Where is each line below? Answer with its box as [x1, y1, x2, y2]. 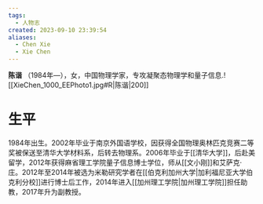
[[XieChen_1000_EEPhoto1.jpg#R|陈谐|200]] [8, 80, 149, 89]
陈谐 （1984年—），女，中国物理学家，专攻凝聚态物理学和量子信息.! [8, 71, 226, 79]
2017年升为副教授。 [21, 187, 86, 196]
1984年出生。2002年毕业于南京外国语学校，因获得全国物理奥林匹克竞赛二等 [8, 138, 254, 148]
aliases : [8, 33, 37, 42]
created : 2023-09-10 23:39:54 [8, 26, 108, 34]
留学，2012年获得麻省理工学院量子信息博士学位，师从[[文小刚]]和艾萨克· [8, 158, 243, 167]
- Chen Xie [15, 41, 51, 49]
